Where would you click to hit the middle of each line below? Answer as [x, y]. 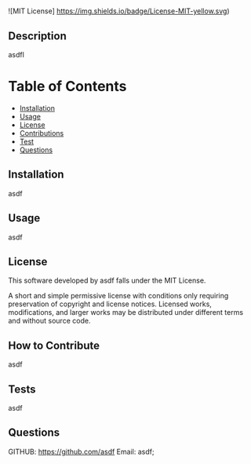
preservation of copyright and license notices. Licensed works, [110, 304]
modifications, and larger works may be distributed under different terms [126, 312]
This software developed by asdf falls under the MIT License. [107, 280]
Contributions [42, 133]
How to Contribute [54, 345]
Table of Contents [67, 87]
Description [37, 36]
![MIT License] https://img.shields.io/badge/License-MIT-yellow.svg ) [119, 11]
